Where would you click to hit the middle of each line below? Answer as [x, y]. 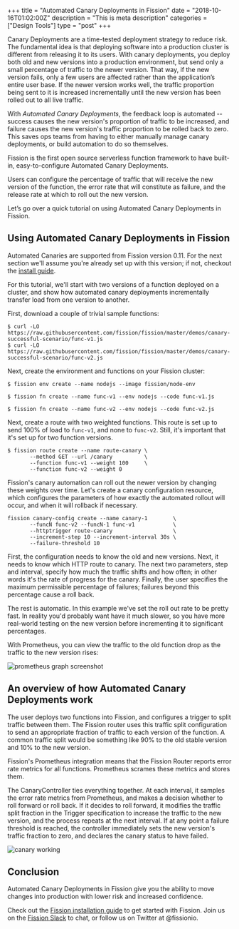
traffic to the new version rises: [53, 652]
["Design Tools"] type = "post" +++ [59, 25]
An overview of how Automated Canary [97, 689]
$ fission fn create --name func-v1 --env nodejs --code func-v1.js [111, 396]
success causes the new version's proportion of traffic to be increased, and [118, 121]
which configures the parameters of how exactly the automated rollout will [116, 497]
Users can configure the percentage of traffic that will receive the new [110, 179]
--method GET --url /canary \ [89, 457]
